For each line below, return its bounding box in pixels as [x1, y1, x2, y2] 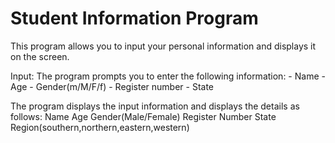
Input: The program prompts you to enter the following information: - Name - [10, 70, 326, 82]
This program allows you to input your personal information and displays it [10, 40, 317, 52]
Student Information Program [10, 7, 259, 30]
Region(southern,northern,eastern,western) [10, 121, 190, 133]
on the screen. [10, 50, 70, 62]
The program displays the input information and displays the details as [10, 100, 300, 112]
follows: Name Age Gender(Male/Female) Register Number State [10, 110, 277, 122]
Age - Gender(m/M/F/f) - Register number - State [10, 80, 215, 92]
